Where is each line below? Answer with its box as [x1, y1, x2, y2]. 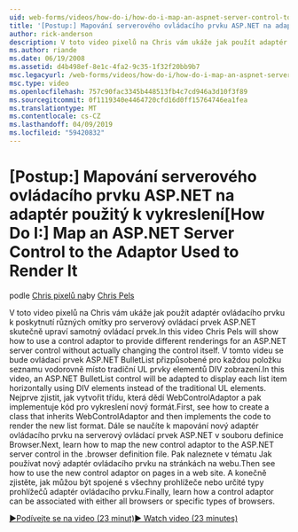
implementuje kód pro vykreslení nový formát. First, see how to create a [9, 401, 270, 412]
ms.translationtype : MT [9, 104, 98, 113]
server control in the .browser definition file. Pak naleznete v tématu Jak [9, 449, 272, 459]
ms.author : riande [9, 46, 77, 55]
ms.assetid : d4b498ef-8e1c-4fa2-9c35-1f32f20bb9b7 [9, 63, 200, 72]
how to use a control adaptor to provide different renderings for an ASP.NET [9, 335, 286, 346]
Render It [9, 261, 78, 281]
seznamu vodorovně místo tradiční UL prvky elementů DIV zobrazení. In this [9, 364, 286, 374]
